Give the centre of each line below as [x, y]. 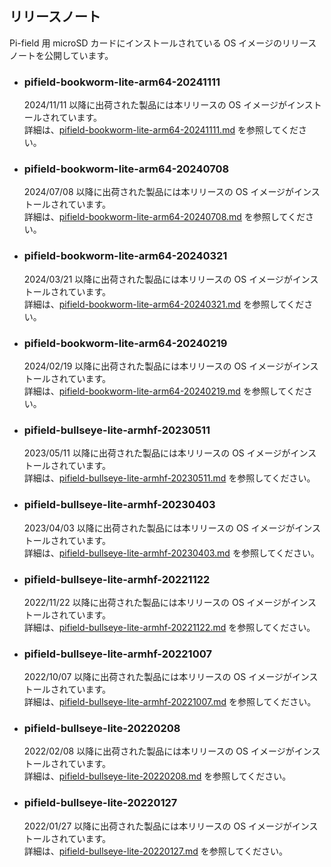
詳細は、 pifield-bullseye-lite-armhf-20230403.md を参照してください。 [172, 553]
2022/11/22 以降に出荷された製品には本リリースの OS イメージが [157, 602]
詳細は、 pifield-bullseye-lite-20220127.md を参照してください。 [156, 851]
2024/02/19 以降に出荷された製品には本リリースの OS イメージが [158, 366]
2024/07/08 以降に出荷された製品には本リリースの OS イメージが [159, 192]
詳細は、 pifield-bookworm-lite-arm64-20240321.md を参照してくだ [164, 304]
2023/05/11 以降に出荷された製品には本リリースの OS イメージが [157, 453]
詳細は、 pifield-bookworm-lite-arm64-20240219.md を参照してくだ [163, 391]
